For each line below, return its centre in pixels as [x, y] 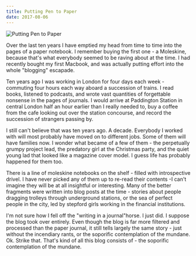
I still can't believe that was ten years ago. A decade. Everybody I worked [94, 130]
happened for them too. [35, 161]
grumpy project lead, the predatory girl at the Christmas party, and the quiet [97, 149]
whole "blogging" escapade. [40, 70]
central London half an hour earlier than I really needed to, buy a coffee [92, 106]
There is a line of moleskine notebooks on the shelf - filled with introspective [98, 173]
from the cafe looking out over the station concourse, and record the [89, 113]
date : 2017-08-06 [27, 17]
